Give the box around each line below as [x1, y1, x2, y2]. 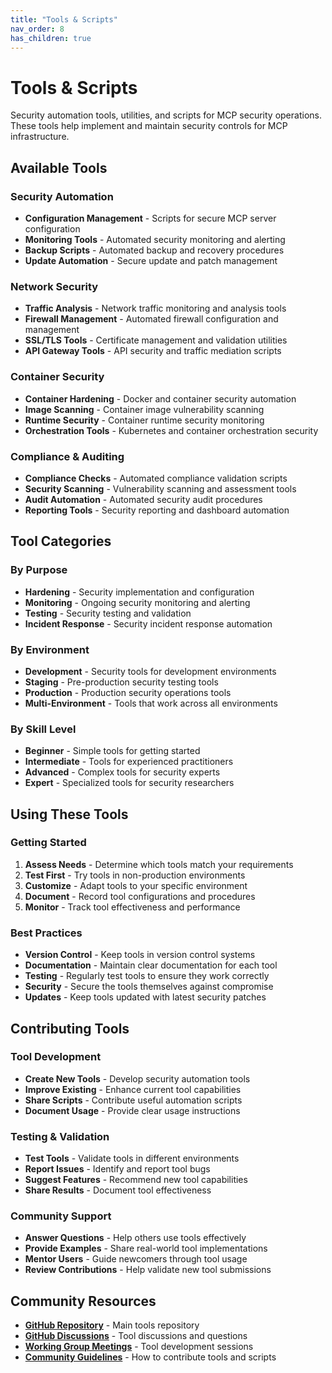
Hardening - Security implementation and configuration [24, 586, 255, 598]
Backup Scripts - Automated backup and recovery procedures [24, 244, 285, 256]
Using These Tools [10, 806, 129, 823]
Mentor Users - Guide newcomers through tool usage [24, 1253, 248, 1265]
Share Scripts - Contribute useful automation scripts [24, 1094, 243, 1106]
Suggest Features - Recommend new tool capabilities [24, 1174, 248, 1186]
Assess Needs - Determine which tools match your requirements [24, 858, 294, 870]
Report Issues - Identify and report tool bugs [24, 1163, 211, 1175]
